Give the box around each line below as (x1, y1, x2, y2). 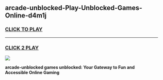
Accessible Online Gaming (5, 69, 60, 75)
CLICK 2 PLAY (5, 44, 39, 51)
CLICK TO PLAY (5, 26, 43, 33)
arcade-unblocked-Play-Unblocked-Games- (5, 4, 143, 12)
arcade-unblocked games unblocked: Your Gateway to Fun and (5, 64, 135, 70)
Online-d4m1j (5, 12, 47, 20)
